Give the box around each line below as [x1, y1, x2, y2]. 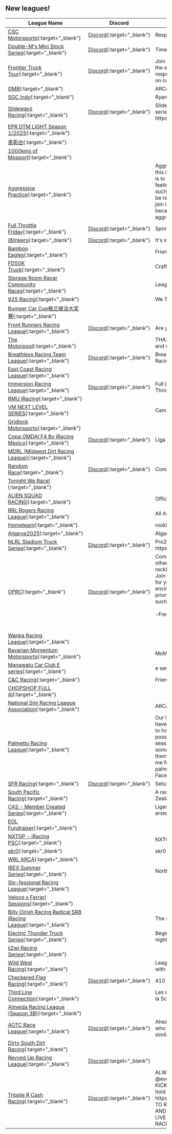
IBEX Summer [8, 864, 41, 871]
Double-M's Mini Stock [8, 43, 64, 50]
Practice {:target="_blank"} [8, 191, 72, 198]
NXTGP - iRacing [8, 833, 50, 840]
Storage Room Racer [8, 274, 58, 281]
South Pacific [8, 788, 40, 795]
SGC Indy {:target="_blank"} [8, 93, 74, 101]
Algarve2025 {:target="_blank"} [8, 530, 83, 537]
